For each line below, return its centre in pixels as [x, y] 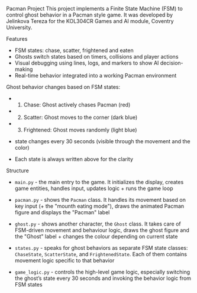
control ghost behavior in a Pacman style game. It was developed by [90, 15]
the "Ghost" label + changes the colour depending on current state [96, 236]
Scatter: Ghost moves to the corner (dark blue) [80, 117]
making [24, 69]
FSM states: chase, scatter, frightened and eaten [74, 50]
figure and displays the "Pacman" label [62, 212]
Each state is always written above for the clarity [74, 159]
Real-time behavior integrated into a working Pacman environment [96, 75]
